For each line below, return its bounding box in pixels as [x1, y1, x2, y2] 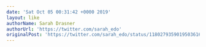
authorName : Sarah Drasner [6, 20, 75, 26]
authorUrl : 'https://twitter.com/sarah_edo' [6, 26, 122, 32]
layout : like [6, 15, 40, 21]
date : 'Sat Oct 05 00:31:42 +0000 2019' [6, 9, 112, 15]
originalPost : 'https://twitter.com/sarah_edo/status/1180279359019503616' [6, 32, 204, 38]
